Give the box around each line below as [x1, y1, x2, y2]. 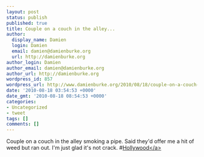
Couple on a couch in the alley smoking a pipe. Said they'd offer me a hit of [6, 138, 194, 145]
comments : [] [6, 121, 39, 127]
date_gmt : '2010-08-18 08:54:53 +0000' [6, 93, 107, 99]
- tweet [6, 110, 26, 116]
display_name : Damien [12, 37, 67, 43]
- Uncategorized [6, 104, 47, 111]
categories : [6, 98, 36, 104]
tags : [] [6, 115, 29, 121]
